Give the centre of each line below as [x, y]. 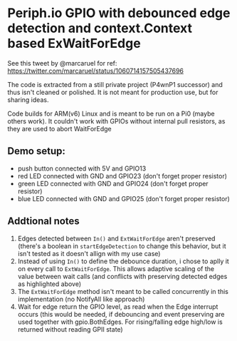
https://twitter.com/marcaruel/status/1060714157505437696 [95, 71]
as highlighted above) [49, 284]
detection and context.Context [100, 28]
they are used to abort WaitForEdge [59, 128]
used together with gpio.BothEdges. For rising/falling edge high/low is [120, 322]
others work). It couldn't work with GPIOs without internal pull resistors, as [116, 121]
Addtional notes [43, 222]
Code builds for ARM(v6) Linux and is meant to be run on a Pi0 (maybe [111, 113]
